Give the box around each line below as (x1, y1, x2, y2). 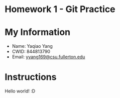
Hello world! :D (5, 88, 36, 94)
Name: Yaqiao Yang (12, 43, 53, 49)
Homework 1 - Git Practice (5, 4, 116, 15)
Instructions (5, 71, 57, 83)
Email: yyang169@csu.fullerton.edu (12, 54, 85, 60)
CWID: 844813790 (12, 49, 51, 55)
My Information (5, 27, 71, 38)
